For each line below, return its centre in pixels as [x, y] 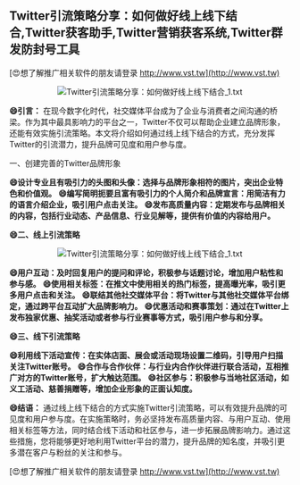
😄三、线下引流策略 [45, 336]
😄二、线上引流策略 [45, 234]
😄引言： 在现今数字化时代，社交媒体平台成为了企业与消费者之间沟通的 [140, 111]
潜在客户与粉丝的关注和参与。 [71, 452]
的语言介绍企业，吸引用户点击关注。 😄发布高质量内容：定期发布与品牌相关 [147, 205]
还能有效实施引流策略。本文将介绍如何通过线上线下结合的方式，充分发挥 [142, 133]
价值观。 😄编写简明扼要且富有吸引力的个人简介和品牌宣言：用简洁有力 [155, 193]
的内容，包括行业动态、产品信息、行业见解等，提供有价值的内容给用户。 [142, 215]
